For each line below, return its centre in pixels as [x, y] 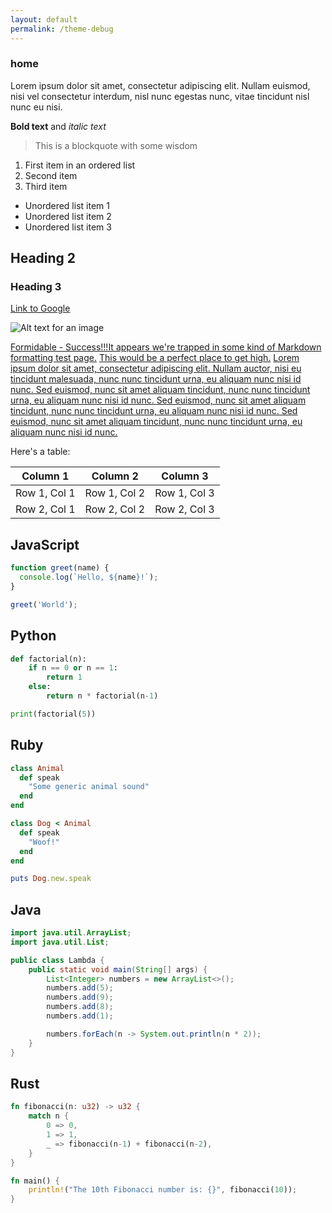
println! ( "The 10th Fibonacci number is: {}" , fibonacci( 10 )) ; [163, 1190]
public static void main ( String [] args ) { [118, 969]
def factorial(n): [48, 659]
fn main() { [35, 1181]
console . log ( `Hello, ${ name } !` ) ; [89, 577]
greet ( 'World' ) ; [44, 604]
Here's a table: [40, 452]
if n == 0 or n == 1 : [73, 668]
